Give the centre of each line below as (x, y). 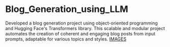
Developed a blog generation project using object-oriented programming (81, 23)
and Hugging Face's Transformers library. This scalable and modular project (85, 28)
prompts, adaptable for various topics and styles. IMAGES (66, 39)
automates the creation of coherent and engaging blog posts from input (80, 33)
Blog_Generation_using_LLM (67, 9)
